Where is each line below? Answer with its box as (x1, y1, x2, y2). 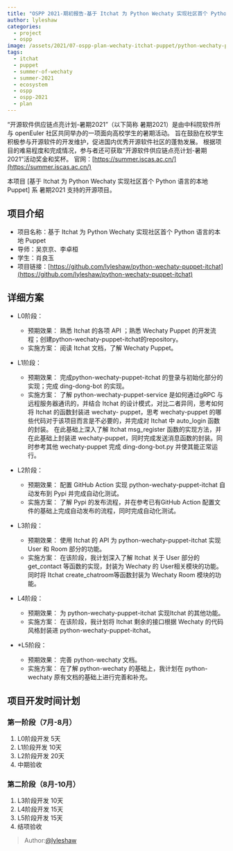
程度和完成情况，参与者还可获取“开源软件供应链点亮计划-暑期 (31, 146, 207, 155)
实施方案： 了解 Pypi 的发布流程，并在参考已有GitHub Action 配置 (27, 498, 215, 506)
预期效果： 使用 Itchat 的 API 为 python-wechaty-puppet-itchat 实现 (27, 536, 221, 544)
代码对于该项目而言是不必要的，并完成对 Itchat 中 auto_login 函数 (33, 416, 221, 425)
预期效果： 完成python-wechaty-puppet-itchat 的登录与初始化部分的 (27, 373, 223, 381)
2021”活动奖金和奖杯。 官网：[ (7, 155, 95, 163)
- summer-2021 (13, 74, 54, 82)
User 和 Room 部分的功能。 (27, 545, 106, 553)
